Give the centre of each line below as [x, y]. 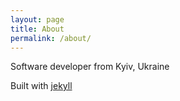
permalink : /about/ [51, 38]
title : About [37, 29]
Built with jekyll [41, 86]
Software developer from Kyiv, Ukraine [90, 67]
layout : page [37, 19]
